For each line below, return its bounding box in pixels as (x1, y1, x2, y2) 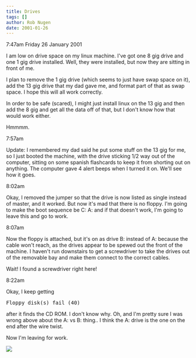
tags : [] (6, 14, 27, 20)
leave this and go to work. (6, 213, 68, 220)
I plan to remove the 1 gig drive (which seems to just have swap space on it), (6, 76, 190, 83)
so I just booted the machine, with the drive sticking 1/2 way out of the (6, 153, 176, 160)
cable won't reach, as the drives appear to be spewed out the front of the (6, 241, 183, 249)
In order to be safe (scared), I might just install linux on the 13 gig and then (6, 100, 185, 107)
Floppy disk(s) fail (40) (6, 299, 81, 306)
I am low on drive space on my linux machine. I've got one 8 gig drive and (6, 52, 184, 59)
